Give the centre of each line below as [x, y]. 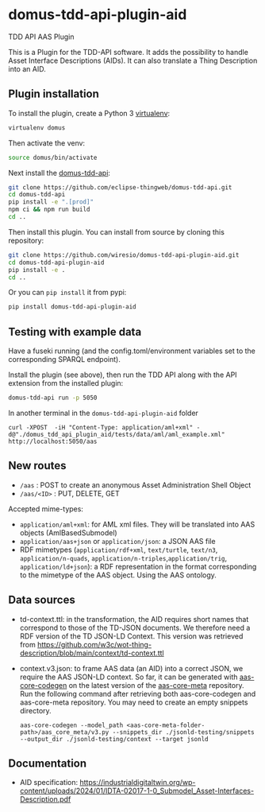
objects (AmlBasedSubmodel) [68, 532]
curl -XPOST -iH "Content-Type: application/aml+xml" [101, 427]
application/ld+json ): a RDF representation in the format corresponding [138, 566]
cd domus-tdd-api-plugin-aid [56, 262]
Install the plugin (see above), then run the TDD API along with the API [123, 375]
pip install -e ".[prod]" [51, 202]
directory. [35, 710]
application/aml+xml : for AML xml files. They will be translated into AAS [137, 524]
